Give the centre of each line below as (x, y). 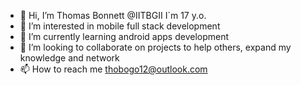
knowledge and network (69, 58)
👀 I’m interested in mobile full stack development (120, 26)
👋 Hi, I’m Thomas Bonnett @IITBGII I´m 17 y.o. (113, 15)
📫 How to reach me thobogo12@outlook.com (113, 69)
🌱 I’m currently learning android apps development (124, 36)
